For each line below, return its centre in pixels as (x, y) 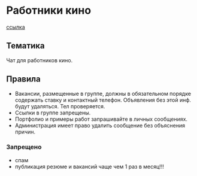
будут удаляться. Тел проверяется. (60, 106)
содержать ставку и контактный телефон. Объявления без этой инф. (103, 100)
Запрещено (24, 147)
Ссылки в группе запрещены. (53, 113)
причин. (25, 132)
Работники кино (49, 10)
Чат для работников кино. (40, 60)
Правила (23, 79)
